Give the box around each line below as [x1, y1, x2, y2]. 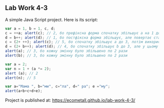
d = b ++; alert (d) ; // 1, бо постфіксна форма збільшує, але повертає [5, 35, 152, 40]
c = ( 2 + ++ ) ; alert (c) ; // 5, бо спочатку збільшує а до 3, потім [5, 40, 143, 45]
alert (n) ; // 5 [5, 75, 36, 80]
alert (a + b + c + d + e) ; [5, 89, 42, 93]
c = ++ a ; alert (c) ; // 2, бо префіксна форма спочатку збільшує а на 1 [5, 31, 154, 35]
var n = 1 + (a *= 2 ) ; [5, 66, 51, 71]
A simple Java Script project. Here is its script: [5, 16, 98, 22]
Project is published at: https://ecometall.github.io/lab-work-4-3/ [5, 97, 136, 103]
